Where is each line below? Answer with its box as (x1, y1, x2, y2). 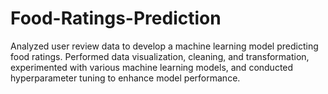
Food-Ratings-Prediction (10, 7, 222, 30)
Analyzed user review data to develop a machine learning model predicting (10, 40, 319, 52)
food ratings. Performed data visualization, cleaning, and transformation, (10, 50, 310, 62)
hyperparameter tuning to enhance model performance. (10, 72, 241, 84)
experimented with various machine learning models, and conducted (10, 61, 294, 73)
